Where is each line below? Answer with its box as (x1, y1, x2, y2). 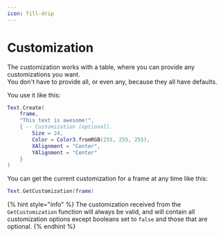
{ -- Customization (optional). (19, 124, 113, 131)
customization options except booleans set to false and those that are (7, 215, 208, 223)
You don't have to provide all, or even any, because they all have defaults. (7, 77, 217, 86)
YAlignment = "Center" (32, 149, 98, 156)
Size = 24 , (32, 130, 64, 137)
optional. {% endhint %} (7, 222, 76, 231)
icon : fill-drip (7, 10, 54, 17)
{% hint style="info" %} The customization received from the (7, 200, 181, 209)
